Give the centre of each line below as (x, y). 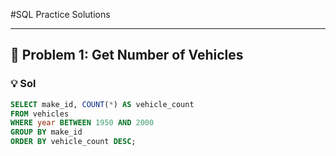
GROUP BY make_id (46, 132)
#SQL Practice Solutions (60, 14)
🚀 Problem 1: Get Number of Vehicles (127, 55)
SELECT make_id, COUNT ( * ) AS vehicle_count (102, 104)
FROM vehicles (40, 114)
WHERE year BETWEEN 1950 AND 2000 (82, 123)
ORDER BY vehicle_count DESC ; (73, 142)
